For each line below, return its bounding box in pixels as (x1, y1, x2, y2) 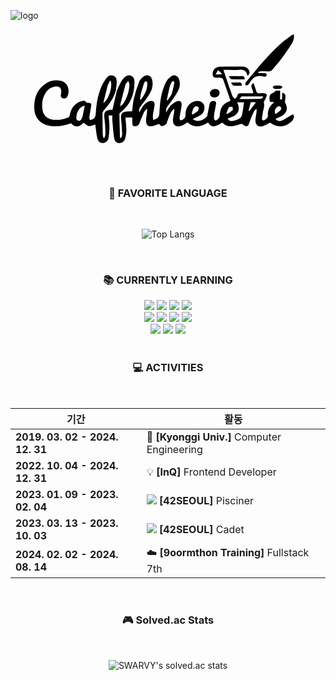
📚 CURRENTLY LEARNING (103, 273, 233, 287)
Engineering (146, 443, 203, 457)
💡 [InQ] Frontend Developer (146, 465, 277, 479)
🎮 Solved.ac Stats (121, 613, 215, 627)
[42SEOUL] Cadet (158, 523, 245, 537)
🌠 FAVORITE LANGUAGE (108, 186, 228, 200)
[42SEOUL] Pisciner (158, 494, 255, 508)
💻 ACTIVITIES (132, 361, 204, 375)
